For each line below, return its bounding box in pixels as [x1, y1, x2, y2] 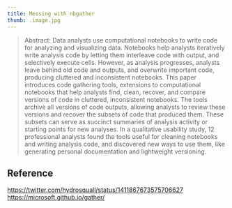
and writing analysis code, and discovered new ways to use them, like [24, 140, 225, 148]
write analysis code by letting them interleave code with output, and [24, 50, 219, 59]
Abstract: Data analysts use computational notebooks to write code [24, 36, 218, 44]
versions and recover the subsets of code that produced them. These [24, 110, 224, 119]
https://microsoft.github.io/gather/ [7, 193, 105, 202]
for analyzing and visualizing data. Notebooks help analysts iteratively [24, 43, 225, 52]
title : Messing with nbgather [7, 10, 95, 17]
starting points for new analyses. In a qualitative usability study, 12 [24, 125, 215, 133]
